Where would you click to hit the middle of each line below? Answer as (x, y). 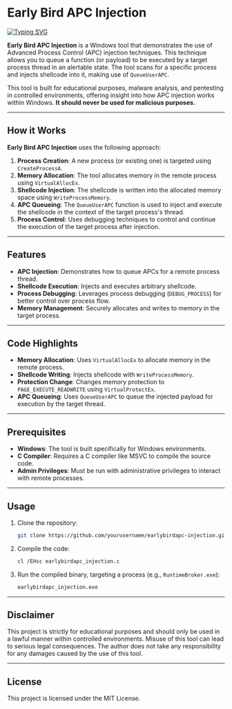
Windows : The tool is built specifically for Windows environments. (112, 449)
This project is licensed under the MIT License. (74, 699)
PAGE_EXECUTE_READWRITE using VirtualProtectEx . (86, 389)
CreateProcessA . (40, 168)
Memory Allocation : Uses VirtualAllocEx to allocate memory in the (114, 360)
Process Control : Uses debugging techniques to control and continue (116, 219)
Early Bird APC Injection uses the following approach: (84, 147)
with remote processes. (51, 478)
